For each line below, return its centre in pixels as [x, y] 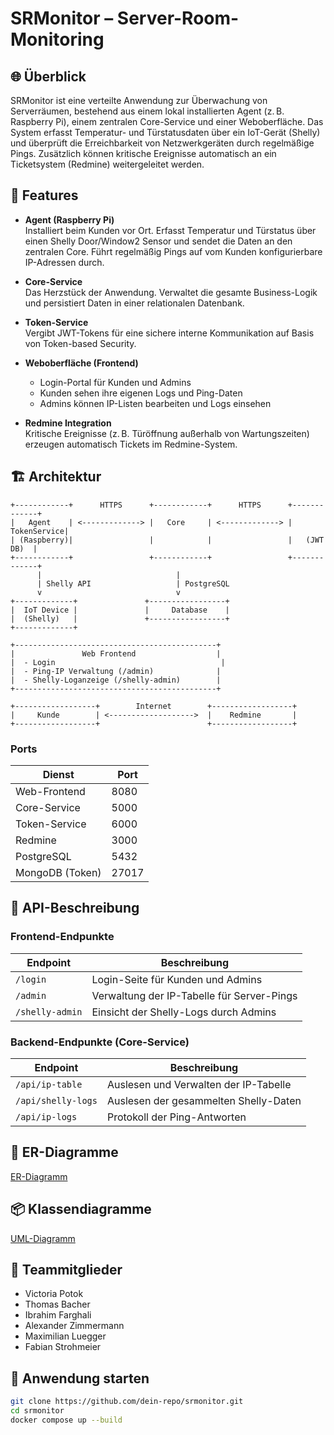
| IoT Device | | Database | [120, 610]
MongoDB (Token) [58, 872]
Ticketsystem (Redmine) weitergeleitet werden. [107, 164]
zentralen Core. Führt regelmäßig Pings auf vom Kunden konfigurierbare [173, 251]
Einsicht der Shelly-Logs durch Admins [184, 1012]
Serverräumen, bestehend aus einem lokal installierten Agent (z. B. [147, 111]
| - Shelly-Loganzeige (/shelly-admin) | [116, 680]
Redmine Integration [68, 423]
